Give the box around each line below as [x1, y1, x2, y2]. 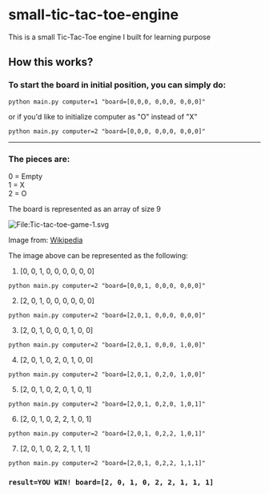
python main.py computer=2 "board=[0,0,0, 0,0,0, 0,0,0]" [8, 127, 206, 136]
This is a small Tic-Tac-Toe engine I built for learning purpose [8, 32, 211, 42]
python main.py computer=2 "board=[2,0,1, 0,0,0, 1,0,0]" [8, 341, 206, 349]
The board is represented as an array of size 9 [8, 204, 162, 213]
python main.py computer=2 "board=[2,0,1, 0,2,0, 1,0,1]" [8, 399, 206, 408]
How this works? [8, 55, 94, 69]
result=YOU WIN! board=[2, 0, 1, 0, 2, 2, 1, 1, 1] [8, 477, 215, 487]
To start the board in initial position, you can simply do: [8, 79, 227, 91]
